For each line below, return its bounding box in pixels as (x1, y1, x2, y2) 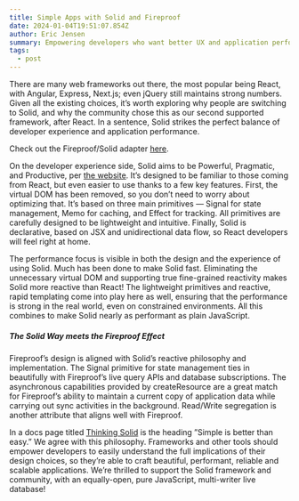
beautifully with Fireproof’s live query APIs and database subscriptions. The (9, 371, 287, 383)
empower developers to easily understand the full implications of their (9, 446, 266, 457)
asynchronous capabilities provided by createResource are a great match (9, 381, 279, 392)
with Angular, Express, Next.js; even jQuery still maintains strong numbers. (9, 88, 282, 99)
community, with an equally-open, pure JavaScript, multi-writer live (9, 473, 256, 485)
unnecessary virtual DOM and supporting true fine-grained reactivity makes (9, 272, 287, 283)
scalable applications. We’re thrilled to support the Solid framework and (9, 465, 271, 475)
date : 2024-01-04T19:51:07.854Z (9, 21, 129, 30)
